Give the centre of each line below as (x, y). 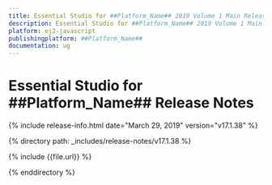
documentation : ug (39, 46)
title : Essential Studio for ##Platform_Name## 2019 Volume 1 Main (125, 16)
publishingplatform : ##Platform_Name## (76, 38)
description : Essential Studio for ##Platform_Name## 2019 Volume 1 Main (136, 23)
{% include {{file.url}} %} (50, 157)
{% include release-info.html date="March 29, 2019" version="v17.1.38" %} (133, 125)
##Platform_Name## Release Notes (131, 103)
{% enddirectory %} (42, 172)
